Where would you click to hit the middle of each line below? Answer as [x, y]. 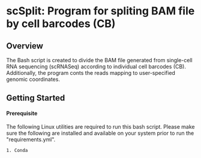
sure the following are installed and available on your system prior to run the [100, 133]
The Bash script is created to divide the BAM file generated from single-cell [100, 60]
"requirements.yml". [31, 139]
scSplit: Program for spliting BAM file [100, 11]
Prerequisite [22, 113]
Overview [25, 46]
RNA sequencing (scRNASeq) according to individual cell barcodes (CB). [96, 66]
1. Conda [17, 150]
